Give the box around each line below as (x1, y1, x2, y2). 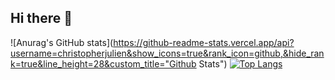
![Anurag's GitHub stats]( (10, 36, 114, 48)
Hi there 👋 (10, 10, 73, 27)
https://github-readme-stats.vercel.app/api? (113, 36, 295, 48)
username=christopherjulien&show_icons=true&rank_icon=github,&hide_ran (10, 47, 325, 59)
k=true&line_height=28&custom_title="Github (10, 57, 197, 70)
